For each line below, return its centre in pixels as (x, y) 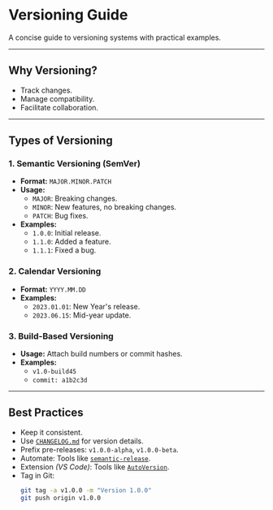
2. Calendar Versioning (55, 271)
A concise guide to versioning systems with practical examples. (115, 37)
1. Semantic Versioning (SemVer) (74, 164)
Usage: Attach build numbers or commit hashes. (101, 354)
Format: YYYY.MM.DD (53, 289)
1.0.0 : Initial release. (67, 233)
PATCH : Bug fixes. (60, 216)
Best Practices (46, 413)
